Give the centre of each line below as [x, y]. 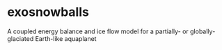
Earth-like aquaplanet [66, 38]
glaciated [21, 38]
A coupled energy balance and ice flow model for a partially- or [98, 31]
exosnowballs [48, 12]
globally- [203, 31]
